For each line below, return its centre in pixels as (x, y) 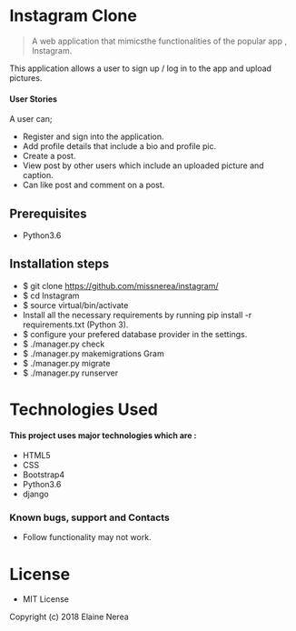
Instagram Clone (74, 16)
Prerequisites (48, 213)
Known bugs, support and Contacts (89, 517)
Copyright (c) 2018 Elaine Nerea (69, 617)
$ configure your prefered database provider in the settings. (135, 334)
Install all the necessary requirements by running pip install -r (137, 315)
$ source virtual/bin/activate (75, 305)
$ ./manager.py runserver (70, 373)
